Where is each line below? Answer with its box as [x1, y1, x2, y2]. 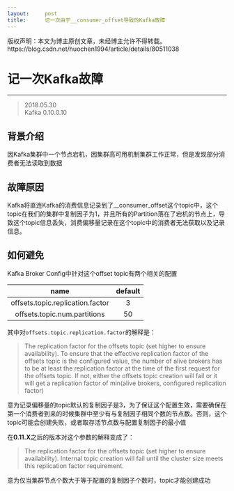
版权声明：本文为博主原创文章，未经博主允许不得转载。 [7, 36, 166, 45]
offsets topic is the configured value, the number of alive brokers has [24, 357, 223, 365]
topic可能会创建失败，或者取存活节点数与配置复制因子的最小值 [7, 418, 187, 426]
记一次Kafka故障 [7, 71, 104, 87]
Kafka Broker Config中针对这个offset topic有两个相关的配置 [7, 269, 178, 277]
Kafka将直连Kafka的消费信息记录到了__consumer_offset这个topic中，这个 [7, 201, 218, 210]
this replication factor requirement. [24, 461, 124, 470]
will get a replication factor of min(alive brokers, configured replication [24, 379, 226, 387]
